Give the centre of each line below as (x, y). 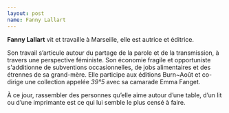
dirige (15, 81)
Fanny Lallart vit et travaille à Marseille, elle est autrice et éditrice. (101, 39)
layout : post (26, 13)
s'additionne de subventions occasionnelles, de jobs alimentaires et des (109, 67)
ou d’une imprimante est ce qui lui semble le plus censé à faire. (96, 102)
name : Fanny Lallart (37, 20)
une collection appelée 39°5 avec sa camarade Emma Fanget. (113, 81)
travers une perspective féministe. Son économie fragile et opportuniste (109, 60)
